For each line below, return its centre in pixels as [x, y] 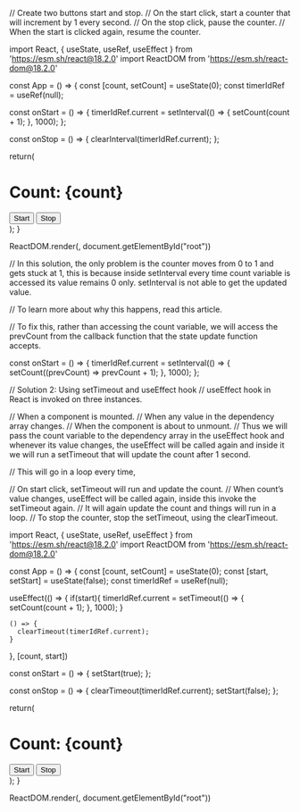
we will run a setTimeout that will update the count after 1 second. [130, 454]
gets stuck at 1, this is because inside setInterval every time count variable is [150, 272]
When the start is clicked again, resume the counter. [105, 32]
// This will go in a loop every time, [73, 472]
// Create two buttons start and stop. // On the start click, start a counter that [150, 13]
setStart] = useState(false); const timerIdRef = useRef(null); [119, 581]
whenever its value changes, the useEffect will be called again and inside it [147, 445]
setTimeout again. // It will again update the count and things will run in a [143, 507]
